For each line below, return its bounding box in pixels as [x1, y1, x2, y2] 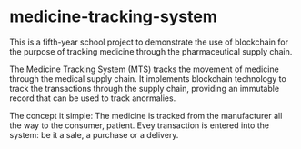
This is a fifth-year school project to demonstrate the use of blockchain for [9, 36, 289, 47]
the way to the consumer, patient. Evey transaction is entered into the [9, 120, 270, 131]
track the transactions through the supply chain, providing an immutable [9, 83, 280, 94]
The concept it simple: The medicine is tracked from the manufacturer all [9, 110, 283, 121]
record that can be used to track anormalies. [9, 93, 176, 104]
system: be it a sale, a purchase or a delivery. [9, 129, 179, 140]
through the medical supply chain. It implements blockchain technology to [9, 73, 286, 84]
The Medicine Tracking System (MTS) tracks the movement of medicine [9, 64, 279, 74]
